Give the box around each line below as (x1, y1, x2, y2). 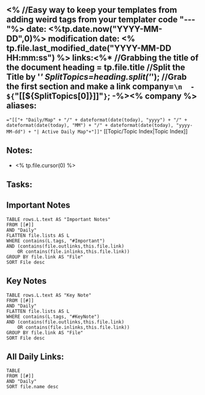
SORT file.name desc (6, 384, 59, 390)
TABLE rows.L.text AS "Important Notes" (6, 216, 111, 222)
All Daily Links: (6, 352, 64, 362)
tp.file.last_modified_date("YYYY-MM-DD (6, 43, 171, 54)
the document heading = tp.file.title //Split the (6, 62, 185, 73)
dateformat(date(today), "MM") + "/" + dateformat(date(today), (6, 122, 174, 128)
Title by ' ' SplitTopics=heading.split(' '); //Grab (6, 72, 187, 82)
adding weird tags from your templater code (6, 15, 178, 25)
